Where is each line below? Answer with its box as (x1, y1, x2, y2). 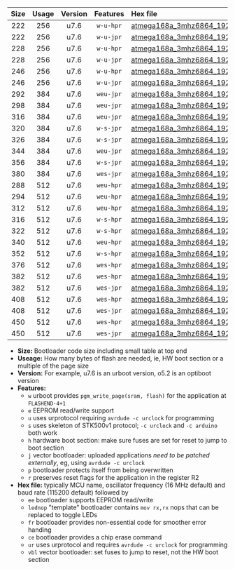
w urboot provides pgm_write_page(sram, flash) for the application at (27, 391, 227, 399)
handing (27, 526, 52, 534)
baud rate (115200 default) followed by (17, 488, 129, 497)
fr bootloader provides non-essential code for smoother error (27, 518, 206, 526)
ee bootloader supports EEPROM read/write (27, 496, 154, 504)
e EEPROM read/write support (27, 406, 114, 415)
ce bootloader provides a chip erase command (27, 533, 162, 541)
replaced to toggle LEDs (27, 511, 98, 518)
